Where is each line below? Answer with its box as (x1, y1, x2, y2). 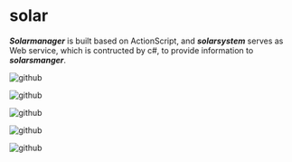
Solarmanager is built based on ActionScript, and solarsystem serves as (9, 35, 284, 46)
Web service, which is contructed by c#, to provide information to (9, 44, 254, 55)
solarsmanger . (9, 54, 66, 65)
